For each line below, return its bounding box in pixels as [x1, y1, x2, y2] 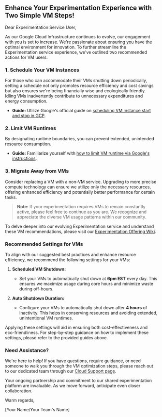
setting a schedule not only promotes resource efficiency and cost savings [5, 83, 154, 89]
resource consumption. [5, 141, 52, 147]
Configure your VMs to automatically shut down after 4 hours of [19, 305, 147, 310]
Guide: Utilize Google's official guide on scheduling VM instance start [12, 108, 151, 114]
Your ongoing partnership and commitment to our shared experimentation [5, 378, 152, 384]
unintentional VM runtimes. [19, 315, 74, 321]
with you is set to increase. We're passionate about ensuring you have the [5, 39, 152, 45]
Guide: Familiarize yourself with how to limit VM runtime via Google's [12, 150, 150, 156]
